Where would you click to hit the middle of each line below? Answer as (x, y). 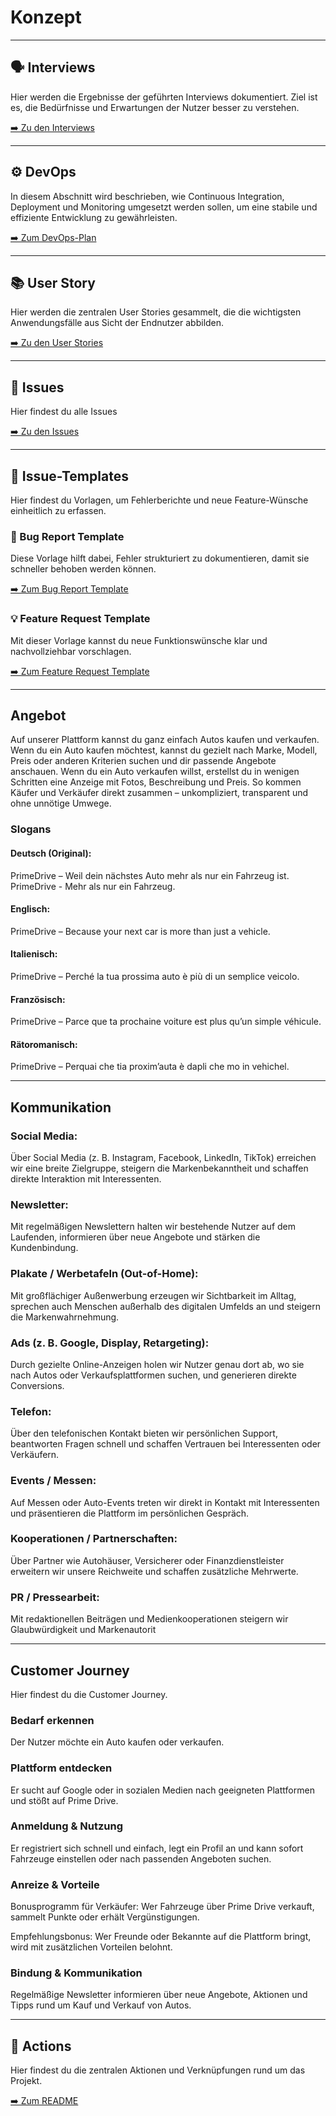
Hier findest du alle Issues (64, 412)
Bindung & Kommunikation (76, 1973)
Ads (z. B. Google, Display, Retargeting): (110, 1343)
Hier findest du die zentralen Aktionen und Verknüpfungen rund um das (158, 2070)
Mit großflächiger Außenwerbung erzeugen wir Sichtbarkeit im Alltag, (153, 1295)
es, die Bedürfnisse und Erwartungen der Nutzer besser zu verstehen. (155, 107)
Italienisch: (34, 954)
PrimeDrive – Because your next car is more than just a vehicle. (140, 931)
